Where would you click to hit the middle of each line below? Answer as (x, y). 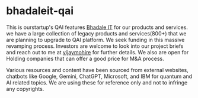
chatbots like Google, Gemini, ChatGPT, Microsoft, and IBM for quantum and (99, 76)
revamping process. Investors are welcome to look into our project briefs (95, 46)
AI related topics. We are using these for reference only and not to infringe (97, 82)
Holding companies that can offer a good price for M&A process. (85, 58)
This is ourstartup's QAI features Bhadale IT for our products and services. (97, 27)
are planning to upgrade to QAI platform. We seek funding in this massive (95, 40)
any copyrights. (25, 89)
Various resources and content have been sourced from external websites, (97, 70)
